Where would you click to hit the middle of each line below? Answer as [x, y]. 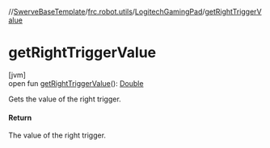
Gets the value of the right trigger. [65, 99]
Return [20, 117]
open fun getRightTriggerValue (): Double [76, 83]
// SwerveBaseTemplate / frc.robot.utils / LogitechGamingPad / [107, 12]
